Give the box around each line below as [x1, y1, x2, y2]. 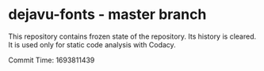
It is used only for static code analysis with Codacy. [8, 39, 176, 49]
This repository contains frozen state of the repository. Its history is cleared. [8, 32, 256, 41]
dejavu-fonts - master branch [8, 6, 207, 24]
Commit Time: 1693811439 [8, 55, 95, 65]
